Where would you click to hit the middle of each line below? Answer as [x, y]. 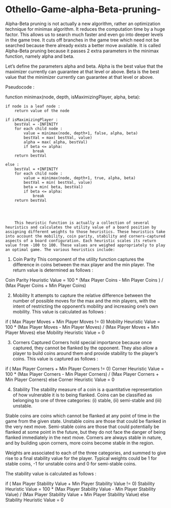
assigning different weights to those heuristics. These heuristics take [86, 231]
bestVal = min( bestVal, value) [58, 182]
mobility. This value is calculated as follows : [59, 311]
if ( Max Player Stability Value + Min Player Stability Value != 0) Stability [80, 483]
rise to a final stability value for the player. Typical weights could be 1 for [81, 458]
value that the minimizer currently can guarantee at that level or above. [80, 77]
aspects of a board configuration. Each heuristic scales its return [81, 241]
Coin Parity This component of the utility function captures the [78, 259]
